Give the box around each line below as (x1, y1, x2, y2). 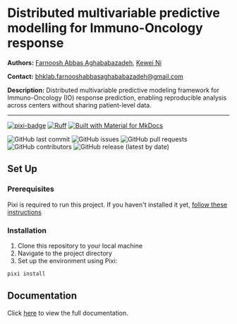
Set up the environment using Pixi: (17, 256, 118, 265)
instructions (7, 207, 42, 216)
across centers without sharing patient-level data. (7, 100, 152, 109)
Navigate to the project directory (17, 249, 113, 258)
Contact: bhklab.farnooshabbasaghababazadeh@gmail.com (7, 72, 183, 81)
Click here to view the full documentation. (7, 308, 128, 317)
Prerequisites (7, 184, 54, 194)
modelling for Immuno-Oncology (7, 20, 203, 36)
